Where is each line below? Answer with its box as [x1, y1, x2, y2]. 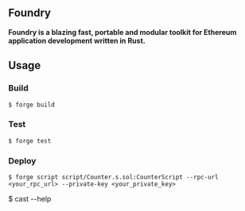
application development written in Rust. [8, 36, 146, 45]
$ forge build [8, 101, 56, 109]
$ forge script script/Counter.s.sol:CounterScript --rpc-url [8, 174, 219, 182]
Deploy [8, 155, 37, 166]
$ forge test [8, 136, 52, 145]
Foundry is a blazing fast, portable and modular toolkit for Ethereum [8, 27, 237, 36]
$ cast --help [8, 194, 52, 204]
